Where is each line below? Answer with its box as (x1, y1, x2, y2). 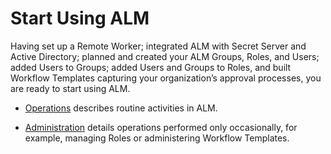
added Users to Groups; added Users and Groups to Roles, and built (10, 61, 292, 73)
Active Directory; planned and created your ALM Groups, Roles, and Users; (10, 50, 320, 62)
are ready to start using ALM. (10, 82, 131, 94)
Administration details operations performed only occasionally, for (24, 121, 298, 133)
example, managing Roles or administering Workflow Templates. (24, 132, 290, 144)
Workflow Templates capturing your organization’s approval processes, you (10, 72, 322, 84)
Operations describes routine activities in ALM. (24, 102, 218, 114)
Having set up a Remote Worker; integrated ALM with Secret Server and (10, 40, 307, 52)
